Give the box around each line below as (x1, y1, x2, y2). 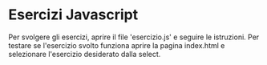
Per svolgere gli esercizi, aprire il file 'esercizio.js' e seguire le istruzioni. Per (8, 32, 260, 42)
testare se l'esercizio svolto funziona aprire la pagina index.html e (8, 40, 225, 50)
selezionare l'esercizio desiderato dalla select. (8, 49, 161, 59)
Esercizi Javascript (8, 6, 139, 24)
